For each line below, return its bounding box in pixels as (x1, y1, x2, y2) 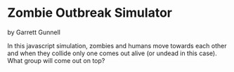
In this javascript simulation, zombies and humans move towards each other (7, 41, 227, 50)
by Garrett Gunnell (7, 28, 61, 36)
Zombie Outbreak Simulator (7, 5, 172, 21)
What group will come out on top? (7, 56, 105, 64)
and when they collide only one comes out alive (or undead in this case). (7, 49, 217, 57)
